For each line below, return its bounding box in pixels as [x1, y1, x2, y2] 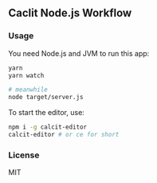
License [8, 149, 40, 161]
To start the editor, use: [8, 108, 85, 117]
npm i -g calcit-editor [8, 123, 88, 131]
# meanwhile [8, 86, 48, 94]
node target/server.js [8, 93, 84, 101]
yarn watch [8, 71, 45, 79]
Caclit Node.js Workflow [8, 6, 132, 20]
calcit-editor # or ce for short [8, 131, 120, 139]
